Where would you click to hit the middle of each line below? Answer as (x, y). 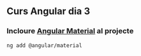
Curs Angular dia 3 (48, 11)
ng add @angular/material (44, 45)
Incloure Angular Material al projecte (70, 31)
